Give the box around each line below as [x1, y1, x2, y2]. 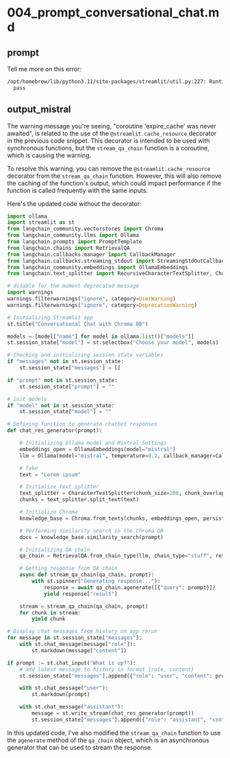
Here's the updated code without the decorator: [7, 199, 142, 207]
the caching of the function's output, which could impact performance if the [7, 179, 221, 187]
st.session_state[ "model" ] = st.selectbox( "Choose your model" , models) [7, 339, 219, 346]
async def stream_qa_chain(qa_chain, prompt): [19, 571, 155, 578]
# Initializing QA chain [19, 546, 90, 553]
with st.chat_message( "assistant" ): [19, 704, 125, 711]
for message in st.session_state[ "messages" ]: [7, 634, 142, 641]
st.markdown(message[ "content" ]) [31, 647, 127, 654]
